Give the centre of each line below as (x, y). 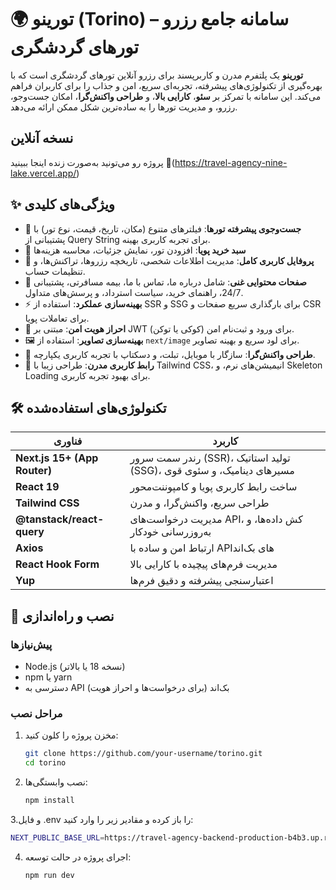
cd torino (45, 763)
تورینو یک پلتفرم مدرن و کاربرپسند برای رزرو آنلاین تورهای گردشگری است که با (157, 75)
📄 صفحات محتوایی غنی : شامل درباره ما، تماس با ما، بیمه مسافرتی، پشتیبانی (165, 282)
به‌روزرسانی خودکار (170, 532)
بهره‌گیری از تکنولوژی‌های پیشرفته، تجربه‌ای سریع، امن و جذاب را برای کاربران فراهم (166, 85)
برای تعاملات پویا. (57, 318)
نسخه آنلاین (42, 138)
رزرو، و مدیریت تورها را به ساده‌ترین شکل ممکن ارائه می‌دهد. (124, 107)
